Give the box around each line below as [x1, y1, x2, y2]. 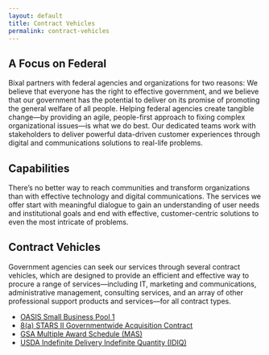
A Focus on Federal [8, 56, 107, 70]
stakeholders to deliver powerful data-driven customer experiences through [8, 130, 260, 140]
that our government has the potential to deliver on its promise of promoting [8, 95, 260, 105]
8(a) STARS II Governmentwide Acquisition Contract [19, 320, 193, 330]
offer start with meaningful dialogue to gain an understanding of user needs [8, 200, 260, 210]
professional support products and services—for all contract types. [8, 296, 232, 306]
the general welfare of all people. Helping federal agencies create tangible [8, 104, 255, 114]
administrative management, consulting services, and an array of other [8, 287, 244, 297]
